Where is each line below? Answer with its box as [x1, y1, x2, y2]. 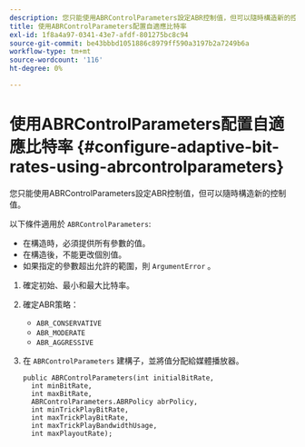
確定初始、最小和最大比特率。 [22, 279, 134, 291]
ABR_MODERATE [35, 328, 86, 337]
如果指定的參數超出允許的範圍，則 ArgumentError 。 [22, 260, 216, 271]
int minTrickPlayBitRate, [31, 405, 129, 414]
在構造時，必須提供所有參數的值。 [22, 237, 151, 248]
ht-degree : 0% [9, 65, 64, 74]
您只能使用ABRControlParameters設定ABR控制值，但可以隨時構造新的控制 [9, 187, 287, 198]
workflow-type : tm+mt [9, 47, 92, 56]
